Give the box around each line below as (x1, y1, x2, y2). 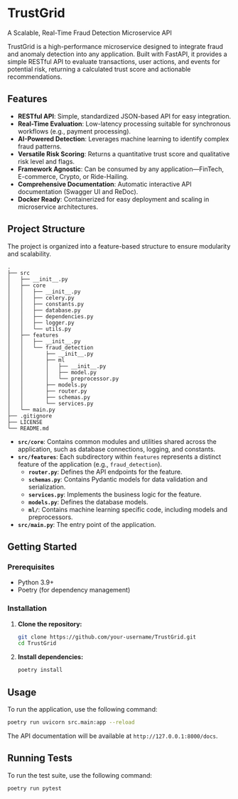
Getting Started (7, 540, 77, 553)
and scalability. (7, 249, 52, 258)
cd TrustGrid (17, 640, 57, 647)
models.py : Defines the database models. (28, 497, 148, 506)
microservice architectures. (17, 202, 98, 211)
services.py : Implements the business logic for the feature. (28, 490, 202, 499)
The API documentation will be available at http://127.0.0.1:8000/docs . (7, 732, 218, 740)
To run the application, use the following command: (7, 705, 158, 713)
